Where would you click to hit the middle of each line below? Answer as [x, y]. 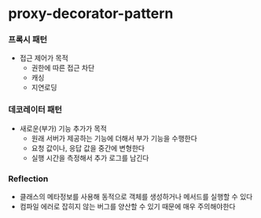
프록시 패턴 [28, 40]
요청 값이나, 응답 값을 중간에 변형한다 [88, 148]
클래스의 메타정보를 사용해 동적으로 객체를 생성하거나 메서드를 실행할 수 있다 [136, 197]
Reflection [28, 179]
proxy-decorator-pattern [91, 14]
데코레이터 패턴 [35, 110]
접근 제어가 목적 [44, 58]
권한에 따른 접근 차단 [63, 68]
